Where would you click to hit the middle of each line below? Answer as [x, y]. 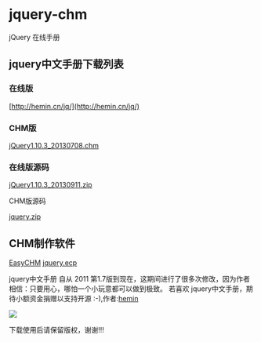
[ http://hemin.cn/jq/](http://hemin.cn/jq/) [74, 106]
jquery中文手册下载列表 [67, 64]
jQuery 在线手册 [34, 37]
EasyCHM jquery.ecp [43, 263]
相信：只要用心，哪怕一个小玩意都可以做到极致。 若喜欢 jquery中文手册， [127, 289]
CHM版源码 [27, 201]
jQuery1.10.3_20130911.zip [51, 185]
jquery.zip [25, 216]
